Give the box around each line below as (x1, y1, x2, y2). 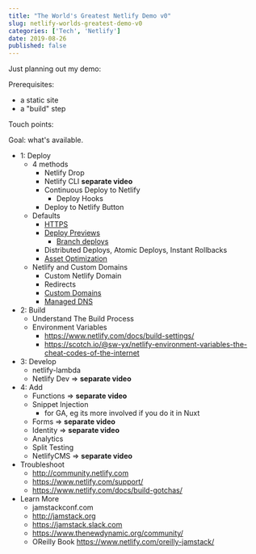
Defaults (31, 211, 61, 220)
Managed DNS (44, 296, 93, 307)
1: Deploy (19, 151, 51, 161)
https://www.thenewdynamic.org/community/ (31, 528, 184, 538)
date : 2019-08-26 (8, 34, 67, 43)
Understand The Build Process (31, 314, 135, 324)
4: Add (19, 383, 43, 392)
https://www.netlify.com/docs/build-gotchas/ (31, 485, 183, 495)
